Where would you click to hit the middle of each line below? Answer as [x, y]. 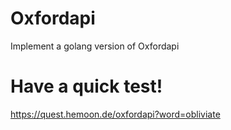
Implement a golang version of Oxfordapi [95, 46]
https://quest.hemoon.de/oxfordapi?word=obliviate [115, 114]
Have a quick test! [86, 86]
